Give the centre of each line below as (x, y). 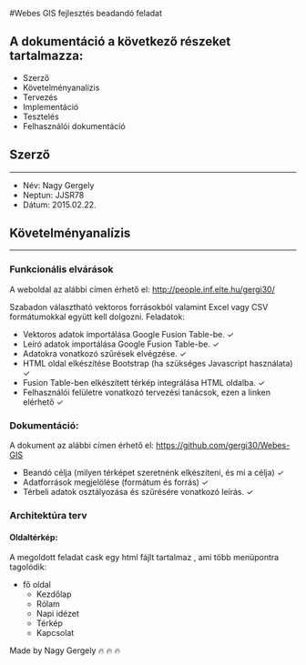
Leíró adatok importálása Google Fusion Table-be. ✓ (121, 344)
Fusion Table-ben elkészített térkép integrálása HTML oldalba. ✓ (144, 382)
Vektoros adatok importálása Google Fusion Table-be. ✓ (128, 334)
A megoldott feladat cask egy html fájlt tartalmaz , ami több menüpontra (144, 558)
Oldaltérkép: (34, 537)
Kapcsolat (55, 633)
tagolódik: (28, 567)
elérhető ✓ (43, 402)
